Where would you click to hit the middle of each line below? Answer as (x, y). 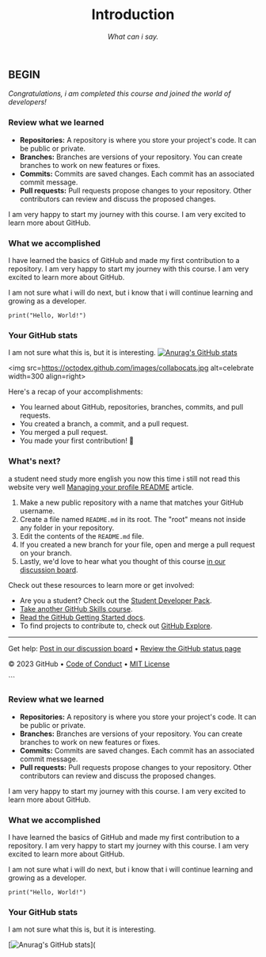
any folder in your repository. (67, 528)
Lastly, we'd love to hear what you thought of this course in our (122, 561)
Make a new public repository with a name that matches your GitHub (131, 502)
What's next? (34, 461)
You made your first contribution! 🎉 (77, 440)
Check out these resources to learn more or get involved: (101, 585)
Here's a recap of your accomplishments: (76, 392)
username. (37, 511)
